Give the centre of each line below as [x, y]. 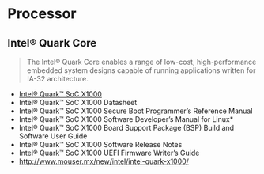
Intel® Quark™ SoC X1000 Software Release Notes [100, 144]
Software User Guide [53, 136]
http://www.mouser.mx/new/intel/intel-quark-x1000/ [104, 161]
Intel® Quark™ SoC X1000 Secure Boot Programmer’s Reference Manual [136, 111]
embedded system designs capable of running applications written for [141, 70]
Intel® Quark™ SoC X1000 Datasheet [78, 102]
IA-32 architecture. [57, 79]
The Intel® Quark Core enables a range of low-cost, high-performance [141, 62]
